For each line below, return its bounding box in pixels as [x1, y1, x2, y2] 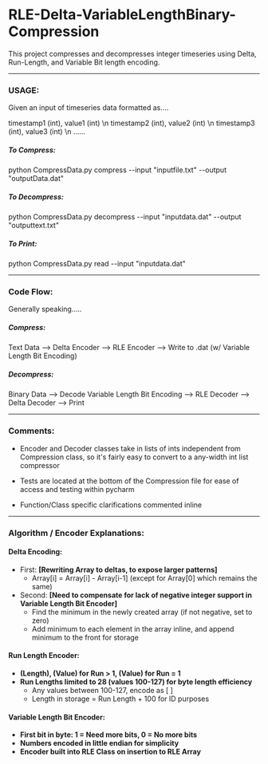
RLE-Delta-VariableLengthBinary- [8, 6, 237, 24]
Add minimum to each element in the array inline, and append [31, 624, 235, 633]
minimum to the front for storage [31, 632, 140, 642]
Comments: [8, 425, 55, 436]
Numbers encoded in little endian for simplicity [19, 738, 179, 748]
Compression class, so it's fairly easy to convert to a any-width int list [19, 452, 249, 462]
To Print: [8, 238, 37, 248]
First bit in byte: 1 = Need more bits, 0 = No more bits [19, 730, 198, 739]
